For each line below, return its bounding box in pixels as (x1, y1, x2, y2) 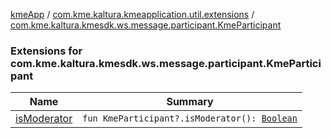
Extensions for (10, 44, 83, 58)
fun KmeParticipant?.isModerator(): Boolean (82, 113, 298, 124)
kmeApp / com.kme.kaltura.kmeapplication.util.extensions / (10, 9, 255, 20)
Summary (166, 95, 214, 109)
